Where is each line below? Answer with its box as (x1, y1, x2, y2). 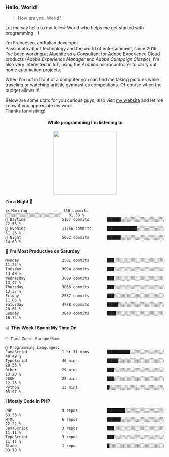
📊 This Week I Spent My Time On (5, 325, 77, 331)
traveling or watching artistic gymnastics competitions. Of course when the (5, 82, 162, 88)
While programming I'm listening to (47, 119, 123, 125)
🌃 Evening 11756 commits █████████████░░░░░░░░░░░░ (5, 226, 164, 231)
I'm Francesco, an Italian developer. (5, 40, 79, 46)
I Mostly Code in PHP (5, 398, 51, 404)
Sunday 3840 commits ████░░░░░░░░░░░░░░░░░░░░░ (5, 311, 164, 316)
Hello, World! (5, 4, 38, 11)
